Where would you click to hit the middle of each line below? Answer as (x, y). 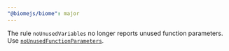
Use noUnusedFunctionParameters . (56, 40)
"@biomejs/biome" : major (43, 13)
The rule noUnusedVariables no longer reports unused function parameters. (115, 33)
